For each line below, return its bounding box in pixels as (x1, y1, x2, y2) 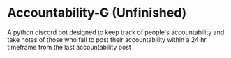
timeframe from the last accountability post (7, 43, 131, 51)
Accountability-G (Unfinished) (7, 5, 187, 21)
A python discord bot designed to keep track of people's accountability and (7, 28, 225, 36)
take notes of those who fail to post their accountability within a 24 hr (7, 35, 207, 43)
